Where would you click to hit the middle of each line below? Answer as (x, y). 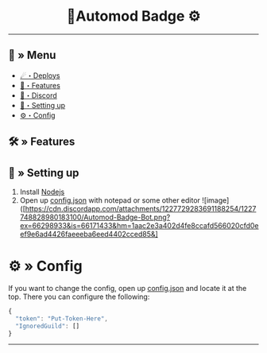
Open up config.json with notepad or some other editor (110, 200)
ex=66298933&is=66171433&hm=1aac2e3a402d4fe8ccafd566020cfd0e (139, 225)
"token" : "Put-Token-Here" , (62, 318)
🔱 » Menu (32, 55)
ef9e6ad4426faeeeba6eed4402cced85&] (89, 234)
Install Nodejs (42, 192)
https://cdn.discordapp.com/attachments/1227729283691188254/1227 (141, 208)
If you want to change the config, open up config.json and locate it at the (128, 288)
